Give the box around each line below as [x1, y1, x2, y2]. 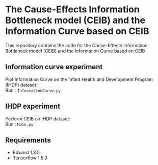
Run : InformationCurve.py [5, 87, 61, 93]
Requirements [5, 136, 51, 145]
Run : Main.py [5, 121, 34, 127]
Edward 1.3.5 [12, 150, 40, 156]
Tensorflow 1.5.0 [12, 155, 47, 161]
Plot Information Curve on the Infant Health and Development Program [5, 76, 153, 82]
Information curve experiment [5, 63, 103, 71]
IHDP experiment [5, 102, 61, 111]
